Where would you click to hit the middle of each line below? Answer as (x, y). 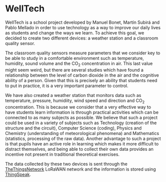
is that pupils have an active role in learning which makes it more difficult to (82, 143)
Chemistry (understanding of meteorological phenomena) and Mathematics (82, 133)
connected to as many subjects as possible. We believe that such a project (81, 117)
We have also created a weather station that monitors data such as (73, 95)
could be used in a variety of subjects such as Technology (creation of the (81, 123)
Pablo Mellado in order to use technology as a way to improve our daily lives (83, 27)
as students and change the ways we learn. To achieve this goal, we (75, 33)
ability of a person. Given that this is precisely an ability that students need (81, 80)
